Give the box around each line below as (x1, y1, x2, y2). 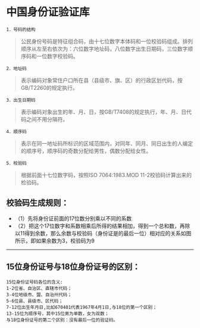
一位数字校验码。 (36, 52, 79, 59)
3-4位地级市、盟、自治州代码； (6, 292, 73, 298)
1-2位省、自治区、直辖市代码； (6, 285, 73, 291)
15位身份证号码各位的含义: (6, 279, 64, 285)
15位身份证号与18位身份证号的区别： (6, 262, 140, 272)
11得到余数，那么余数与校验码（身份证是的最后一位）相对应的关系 (20, 229, 182, 236)
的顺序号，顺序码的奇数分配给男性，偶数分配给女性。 (20, 147, 152, 154)
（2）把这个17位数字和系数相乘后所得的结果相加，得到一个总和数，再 (14, 222, 185, 229)
